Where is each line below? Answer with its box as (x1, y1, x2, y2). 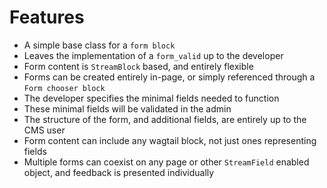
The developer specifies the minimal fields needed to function (23, 92, 280, 104)
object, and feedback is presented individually (23, 166, 215, 178)
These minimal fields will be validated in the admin (23, 102, 232, 115)
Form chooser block (23, 83, 106, 93)
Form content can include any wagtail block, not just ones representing (23, 134, 317, 146)
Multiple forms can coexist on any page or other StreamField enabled (23, 156, 310, 168)
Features (9, 6, 85, 29)
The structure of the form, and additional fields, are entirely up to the (23, 113, 307, 125)
